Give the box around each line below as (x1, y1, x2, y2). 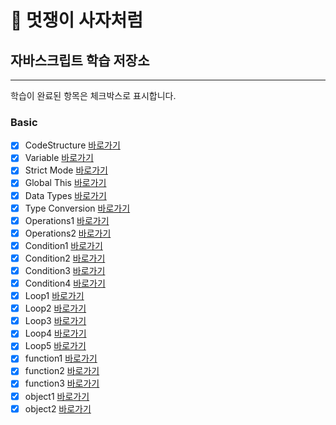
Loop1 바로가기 (24, 290, 85, 302)
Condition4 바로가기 (24, 277, 106, 289)
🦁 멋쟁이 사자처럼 (10, 9, 143, 32)
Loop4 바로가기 (24, 327, 87, 340)
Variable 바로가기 (24, 152, 94, 164)
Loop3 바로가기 (24, 315, 87, 327)
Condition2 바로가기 (24, 252, 106, 264)
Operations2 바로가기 (24, 227, 112, 239)
